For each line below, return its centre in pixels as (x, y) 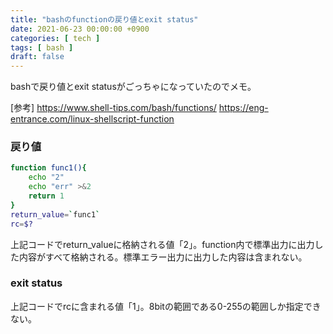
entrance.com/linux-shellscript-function (92, 119)
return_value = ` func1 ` (55, 214)
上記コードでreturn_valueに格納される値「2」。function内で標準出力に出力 (162, 244)
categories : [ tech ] (55, 38)
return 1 (46, 196)
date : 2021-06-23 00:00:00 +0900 (80, 29)
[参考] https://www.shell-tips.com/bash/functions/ (113, 108)
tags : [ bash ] (42, 47)
